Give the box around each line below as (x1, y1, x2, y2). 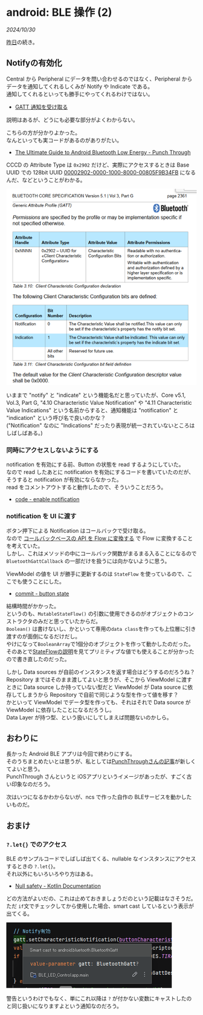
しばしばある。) (6, 430, 43, 437)
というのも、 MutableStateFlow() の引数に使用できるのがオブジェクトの (6, 610, 184, 617)
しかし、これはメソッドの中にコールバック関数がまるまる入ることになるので (6, 550, 197, 557)
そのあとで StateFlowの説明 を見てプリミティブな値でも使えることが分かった (6, 648, 195, 655)
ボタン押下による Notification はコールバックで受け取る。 (6, 527, 149, 534)
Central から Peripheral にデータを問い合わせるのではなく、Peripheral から (6, 75, 193, 82)
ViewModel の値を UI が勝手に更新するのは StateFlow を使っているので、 (6, 570, 187, 577)
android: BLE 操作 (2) (6, 5, 112, 19)
